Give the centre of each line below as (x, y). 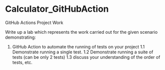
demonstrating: (20, 37)
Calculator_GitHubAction (57, 9)
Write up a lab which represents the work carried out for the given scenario (81, 32)
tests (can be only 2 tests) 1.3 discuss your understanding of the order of (86, 57)
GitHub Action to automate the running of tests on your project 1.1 (78, 47)
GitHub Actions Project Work (34, 23)
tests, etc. (22, 62)
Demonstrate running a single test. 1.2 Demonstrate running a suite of (83, 52)
